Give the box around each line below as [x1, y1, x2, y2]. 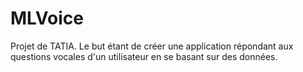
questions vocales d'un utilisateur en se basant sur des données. [10, 50, 278, 62]
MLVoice [10, 7, 84, 30]
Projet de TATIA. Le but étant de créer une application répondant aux [10, 40, 294, 52]
